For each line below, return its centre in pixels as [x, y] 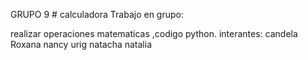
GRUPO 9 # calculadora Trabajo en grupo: [97, 14]
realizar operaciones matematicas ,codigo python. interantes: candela [154, 33]
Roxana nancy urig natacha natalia [81, 44]
